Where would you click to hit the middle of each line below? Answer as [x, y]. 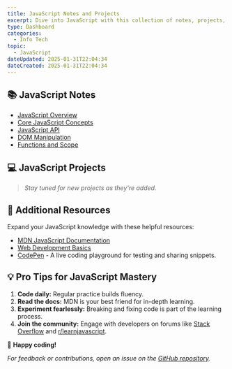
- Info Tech [31, 40]
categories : [24, 33]
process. [30, 316]
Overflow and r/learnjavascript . [62, 331]
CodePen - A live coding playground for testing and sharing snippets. [117, 255]
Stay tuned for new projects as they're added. [90, 188]
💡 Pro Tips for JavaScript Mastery [82, 277]
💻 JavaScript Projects [56, 167]
